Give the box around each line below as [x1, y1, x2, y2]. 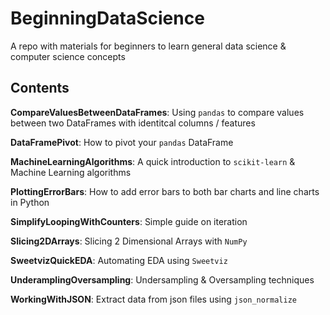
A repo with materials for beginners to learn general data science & [10, 40, 287, 52]
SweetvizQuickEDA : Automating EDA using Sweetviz [10, 254, 228, 266]
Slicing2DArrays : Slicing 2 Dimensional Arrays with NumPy [10, 235, 248, 247]
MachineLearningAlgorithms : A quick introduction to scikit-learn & [10, 155, 296, 167]
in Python [10, 196, 50, 208]
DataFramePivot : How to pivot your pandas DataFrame [10, 136, 234, 148]
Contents [10, 80, 70, 97]
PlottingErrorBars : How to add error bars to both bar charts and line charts [10, 185, 320, 197]
